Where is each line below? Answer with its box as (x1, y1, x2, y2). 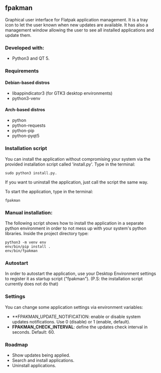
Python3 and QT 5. (12, 55, 50, 61)
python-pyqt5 (12, 133, 40, 139)
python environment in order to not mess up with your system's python (5, 225, 146, 231)
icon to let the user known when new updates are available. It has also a (5, 22, 148, 28)
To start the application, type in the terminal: (5, 188, 93, 194)
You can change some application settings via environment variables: (5, 304, 144, 310)
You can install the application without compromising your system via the (5, 156, 151, 162)
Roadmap (5, 341, 28, 348)
